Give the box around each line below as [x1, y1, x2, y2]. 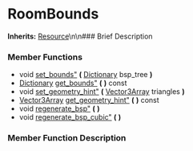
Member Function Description [7, 133, 127, 144]
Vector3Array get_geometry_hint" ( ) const [18, 96, 159, 105]
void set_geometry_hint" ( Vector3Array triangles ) [18, 87, 185, 96]
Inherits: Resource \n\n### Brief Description [7, 31, 153, 41]
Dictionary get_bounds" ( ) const [18, 78, 127, 88]
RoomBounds [7, 5, 99, 23]
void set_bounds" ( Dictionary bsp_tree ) [18, 70, 153, 80]
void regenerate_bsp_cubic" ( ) [18, 112, 122, 122]
